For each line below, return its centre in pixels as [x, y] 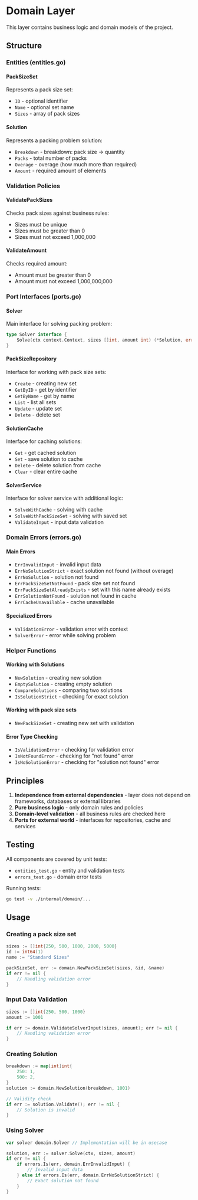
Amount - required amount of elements [60, 171]
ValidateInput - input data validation [59, 522]
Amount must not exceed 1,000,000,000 [64, 281]
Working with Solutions [35, 664]
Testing [20, 845]
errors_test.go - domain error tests [58, 877]
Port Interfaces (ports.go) [44, 296]
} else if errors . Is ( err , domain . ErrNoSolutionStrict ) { [88, 1175]
